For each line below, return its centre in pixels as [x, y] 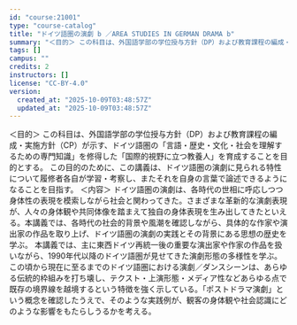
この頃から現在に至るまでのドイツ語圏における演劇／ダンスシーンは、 [137, 267]
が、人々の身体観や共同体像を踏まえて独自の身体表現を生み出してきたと [141, 212]
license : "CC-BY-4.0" [49, 83]
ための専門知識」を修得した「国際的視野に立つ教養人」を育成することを [148, 157]
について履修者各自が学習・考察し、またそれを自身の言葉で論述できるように [148, 179]
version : [25, 91]
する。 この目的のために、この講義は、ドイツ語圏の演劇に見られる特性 [153, 167]
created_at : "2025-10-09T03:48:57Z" [84, 100]
